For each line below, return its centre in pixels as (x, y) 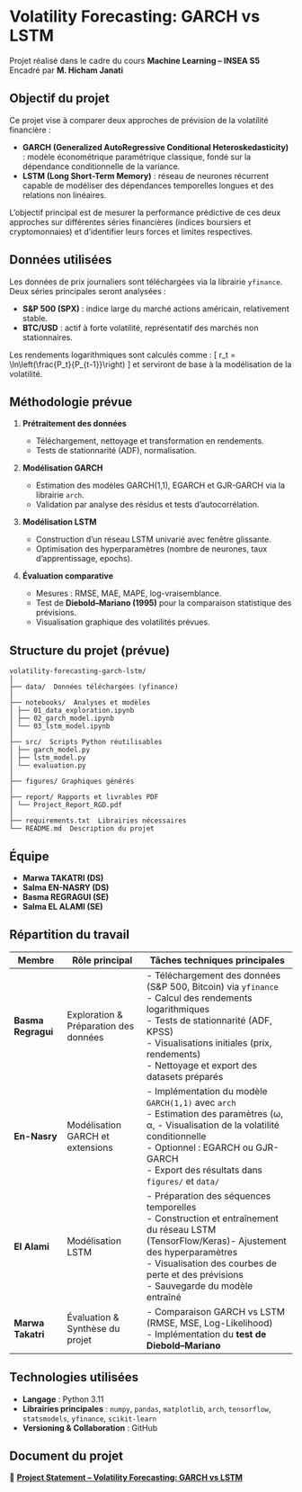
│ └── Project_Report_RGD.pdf (66, 805)
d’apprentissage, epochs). (84, 559)
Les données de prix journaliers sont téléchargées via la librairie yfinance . (146, 282)
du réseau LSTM (182, 1229)
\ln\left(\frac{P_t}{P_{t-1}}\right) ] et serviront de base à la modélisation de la (151, 364)
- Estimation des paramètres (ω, (215, 1113)
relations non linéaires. (64, 194)
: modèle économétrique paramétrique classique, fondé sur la (137, 157)
